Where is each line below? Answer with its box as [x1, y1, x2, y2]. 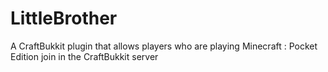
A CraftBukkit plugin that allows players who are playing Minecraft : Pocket [10, 40, 318, 52]
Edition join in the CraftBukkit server [10, 50, 159, 62]
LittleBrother [10, 7, 118, 30]
